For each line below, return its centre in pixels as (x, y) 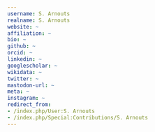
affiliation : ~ (29, 33)
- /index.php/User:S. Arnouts (51, 111)
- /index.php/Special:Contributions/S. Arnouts (78, 117)
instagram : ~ (26, 98)
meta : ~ (19, 91)
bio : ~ (17, 40)
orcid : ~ (20, 53)
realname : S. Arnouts (39, 20)
